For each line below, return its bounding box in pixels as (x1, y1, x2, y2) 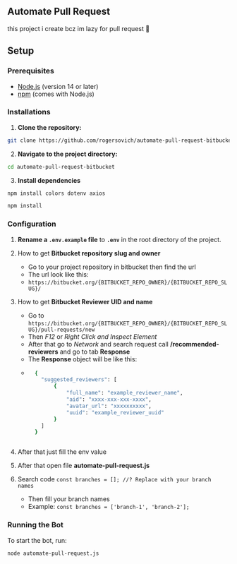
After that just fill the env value (17, 448, 107, 456)
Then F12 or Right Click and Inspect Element (28, 332, 157, 341)
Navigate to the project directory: (17, 150, 118, 158)
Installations (7, 107, 51, 117)
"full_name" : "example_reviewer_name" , (66, 390, 183, 397)
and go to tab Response (59, 347, 130, 356)
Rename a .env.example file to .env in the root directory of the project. (17, 235, 221, 244)
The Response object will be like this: (28, 354, 138, 363)
